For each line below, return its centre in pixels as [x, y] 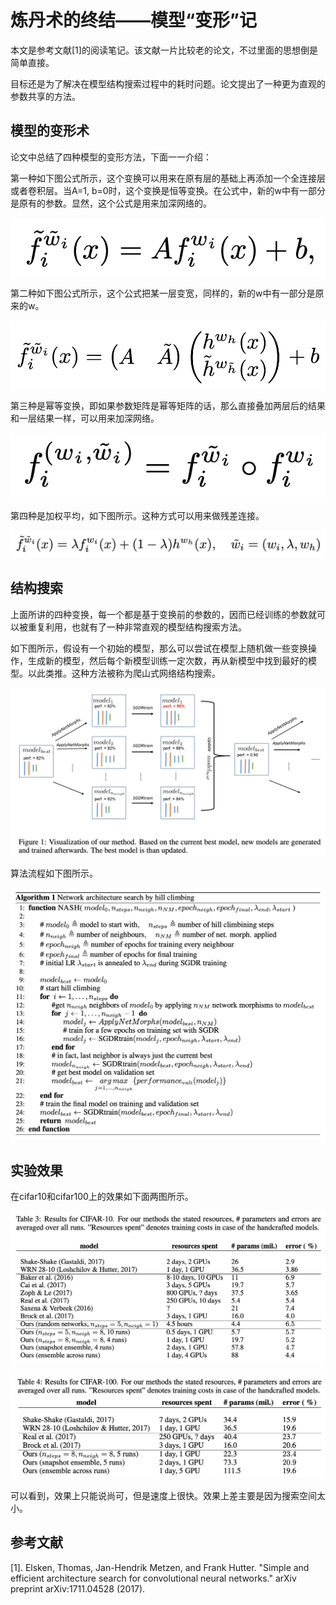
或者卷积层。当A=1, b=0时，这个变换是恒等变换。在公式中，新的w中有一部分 [168, 190]
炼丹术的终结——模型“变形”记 [134, 20]
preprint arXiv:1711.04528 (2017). [78, 1588]
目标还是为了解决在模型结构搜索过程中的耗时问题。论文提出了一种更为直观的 [168, 83]
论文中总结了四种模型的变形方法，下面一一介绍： [111, 157]
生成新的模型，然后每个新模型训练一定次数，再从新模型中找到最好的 [167, 660]
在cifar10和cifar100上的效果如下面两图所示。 [102, 1197]
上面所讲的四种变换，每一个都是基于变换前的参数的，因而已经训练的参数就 [163, 614]
